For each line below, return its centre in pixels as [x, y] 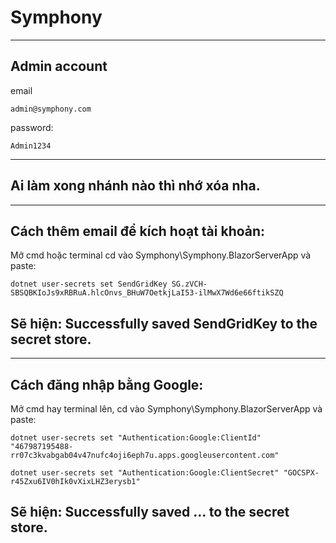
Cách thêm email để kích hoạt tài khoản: [138, 231]
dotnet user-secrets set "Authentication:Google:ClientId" [136, 438]
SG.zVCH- [189, 284]
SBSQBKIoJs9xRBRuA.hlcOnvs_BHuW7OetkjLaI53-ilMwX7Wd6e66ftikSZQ [147, 293]
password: [32, 127]
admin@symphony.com [51, 109]
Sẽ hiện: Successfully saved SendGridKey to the [164, 323]
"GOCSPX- [301, 473]
